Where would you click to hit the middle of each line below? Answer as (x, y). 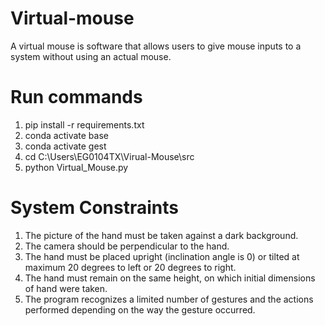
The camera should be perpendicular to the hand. (127, 246)
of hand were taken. (66, 288)
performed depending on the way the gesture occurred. (140, 309)
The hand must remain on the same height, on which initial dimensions (170, 278)
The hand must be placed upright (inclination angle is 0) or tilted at (162, 256)
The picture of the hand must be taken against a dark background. (161, 235)
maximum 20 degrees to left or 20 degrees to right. (130, 267)
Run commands (76, 97)
